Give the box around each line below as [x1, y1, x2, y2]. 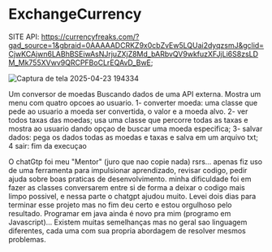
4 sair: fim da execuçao [8, 141, 88, 150]
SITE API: [8, 32, 40, 41]
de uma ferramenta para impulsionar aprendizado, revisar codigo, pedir [8, 165, 248, 175]
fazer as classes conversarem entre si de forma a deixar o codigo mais [8, 182, 245, 192]
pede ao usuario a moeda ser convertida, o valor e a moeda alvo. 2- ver [8, 106, 248, 116]
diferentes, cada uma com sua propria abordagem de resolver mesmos [8, 225, 246, 236]
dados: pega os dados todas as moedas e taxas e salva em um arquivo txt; [8, 132, 258, 142]
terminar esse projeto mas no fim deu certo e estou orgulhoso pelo [8, 200, 232, 210]
